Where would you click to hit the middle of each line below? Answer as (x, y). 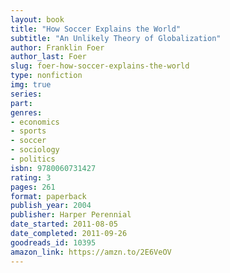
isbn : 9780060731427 (53, 168)
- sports (28, 131)
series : (26, 94)
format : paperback (48, 196)
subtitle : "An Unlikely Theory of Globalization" (116, 38)
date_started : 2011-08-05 (64, 224)
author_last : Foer (48, 57)
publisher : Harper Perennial (71, 215)
